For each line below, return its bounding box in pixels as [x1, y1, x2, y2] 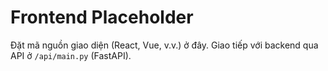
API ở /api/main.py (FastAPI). [10, 49, 132, 61]
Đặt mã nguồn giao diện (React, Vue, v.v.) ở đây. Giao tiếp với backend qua [10, 39, 319, 51]
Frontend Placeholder [10, 6, 194, 29]
